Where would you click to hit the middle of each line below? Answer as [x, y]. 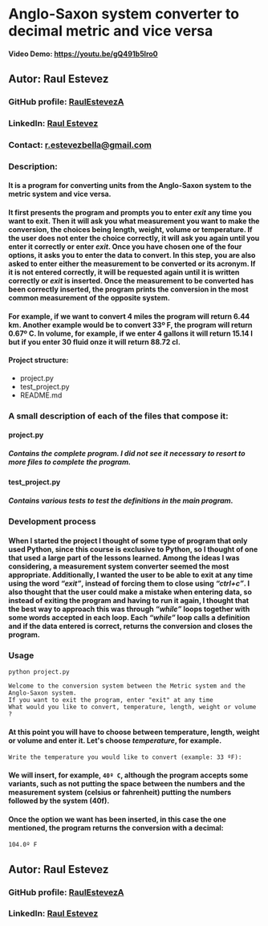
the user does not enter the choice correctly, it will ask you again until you [134, 239]
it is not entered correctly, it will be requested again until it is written [124, 272]
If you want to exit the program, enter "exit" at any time [111, 700]
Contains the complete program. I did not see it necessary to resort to [127, 453]
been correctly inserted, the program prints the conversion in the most [128, 289]
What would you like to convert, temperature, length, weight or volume [132, 708]
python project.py [39, 672]
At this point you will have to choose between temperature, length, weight [134, 732]
